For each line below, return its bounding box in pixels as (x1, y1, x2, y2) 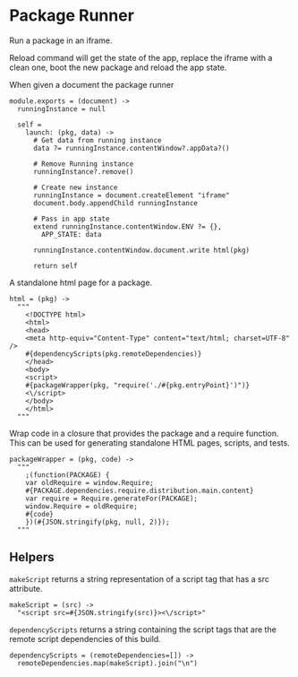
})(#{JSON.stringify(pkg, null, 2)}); (25, 517, 170, 526)
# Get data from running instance (32, 135, 163, 144)
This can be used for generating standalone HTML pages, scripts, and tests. (9, 437, 291, 448)
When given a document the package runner (9, 79, 175, 90)
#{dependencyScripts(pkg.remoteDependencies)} (25, 349, 202, 359)
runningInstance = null (17, 104, 106, 113)
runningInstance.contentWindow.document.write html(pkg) (32, 246, 251, 255)
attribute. (9, 583, 43, 594)
